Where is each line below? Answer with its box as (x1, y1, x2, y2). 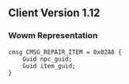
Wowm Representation (8, 30, 98, 41)
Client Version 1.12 (8, 6, 101, 20)
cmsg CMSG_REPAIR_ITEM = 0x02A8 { (8, 48, 123, 56)
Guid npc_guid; (22, 55, 73, 63)
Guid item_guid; (22, 62, 77, 70)
